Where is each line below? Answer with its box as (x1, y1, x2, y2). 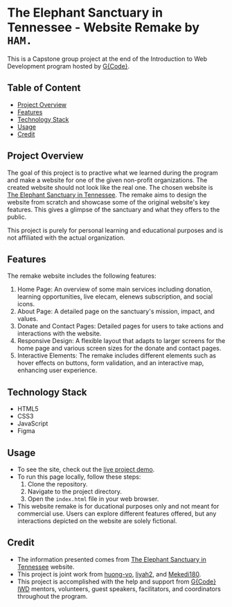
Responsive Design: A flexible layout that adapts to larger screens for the (17, 337, 226, 345)
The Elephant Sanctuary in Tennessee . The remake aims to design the (7, 191, 207, 199)
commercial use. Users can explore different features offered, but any (17, 509, 217, 518)
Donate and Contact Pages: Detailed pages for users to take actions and (17, 322, 224, 331)
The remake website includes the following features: (7, 272, 157, 280)
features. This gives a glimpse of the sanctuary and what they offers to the (7, 205, 220, 213)
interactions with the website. (17, 329, 102, 337)
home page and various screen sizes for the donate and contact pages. (17, 344, 222, 353)
